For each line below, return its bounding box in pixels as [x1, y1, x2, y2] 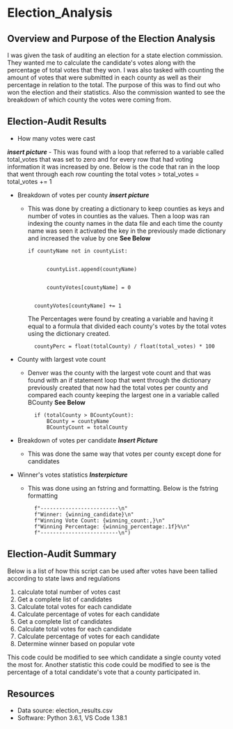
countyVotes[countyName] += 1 [33, 302, 122, 309]
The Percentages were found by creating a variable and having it [27, 314, 214, 323]
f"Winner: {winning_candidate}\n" [33, 511, 134, 518]
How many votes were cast [17, 134, 96, 142]
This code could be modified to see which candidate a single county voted [7, 653, 221, 661]
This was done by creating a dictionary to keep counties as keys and [27, 204, 225, 213]
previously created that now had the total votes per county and [27, 383, 209, 392]
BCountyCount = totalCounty [46, 424, 128, 431]
